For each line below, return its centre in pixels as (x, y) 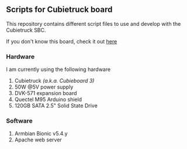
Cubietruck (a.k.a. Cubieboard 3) (54, 81)
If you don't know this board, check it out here (62, 41)
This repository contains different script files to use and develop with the (93, 23)
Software (20, 121)
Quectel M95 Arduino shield (48, 100)
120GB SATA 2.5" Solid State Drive (56, 106)
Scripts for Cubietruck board (59, 10)
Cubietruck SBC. (26, 30)
